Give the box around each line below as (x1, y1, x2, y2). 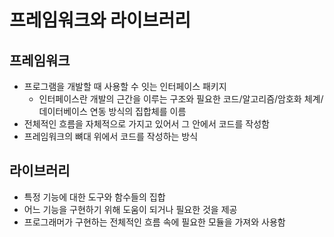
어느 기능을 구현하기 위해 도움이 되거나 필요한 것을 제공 (23, 203, 238, 215)
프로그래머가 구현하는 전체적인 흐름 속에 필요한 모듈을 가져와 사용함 (23, 216, 286, 228)
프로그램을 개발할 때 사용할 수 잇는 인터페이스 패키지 (23, 81, 227, 92)
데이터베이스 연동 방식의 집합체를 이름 (38, 106, 187, 117)
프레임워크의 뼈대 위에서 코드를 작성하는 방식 (23, 131, 199, 142)
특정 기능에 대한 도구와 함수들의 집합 (23, 191, 166, 203)
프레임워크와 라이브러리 (9, 9, 191, 32)
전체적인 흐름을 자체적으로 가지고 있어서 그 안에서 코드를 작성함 (23, 118, 270, 130)
